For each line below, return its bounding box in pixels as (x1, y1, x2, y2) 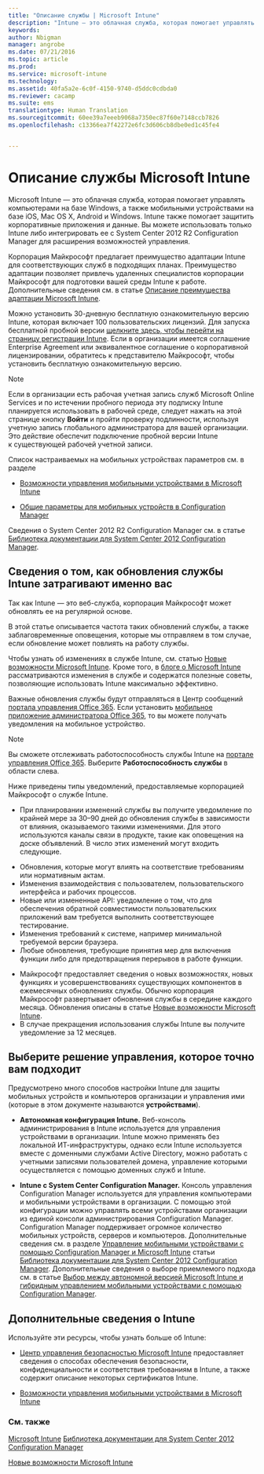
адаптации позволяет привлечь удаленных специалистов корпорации (8, 268, 244, 278)
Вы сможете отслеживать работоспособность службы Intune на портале (8, 749, 254, 759)
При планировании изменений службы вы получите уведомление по (19, 805, 253, 814)
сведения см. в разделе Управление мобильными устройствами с (19, 1239, 244, 1248)
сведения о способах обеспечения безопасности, (19, 1357, 189, 1366)
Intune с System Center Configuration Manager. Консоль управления (19, 1181, 253, 1190)
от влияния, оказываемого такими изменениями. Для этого (19, 822, 222, 831)
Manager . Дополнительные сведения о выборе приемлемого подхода (19, 1264, 256, 1274)
